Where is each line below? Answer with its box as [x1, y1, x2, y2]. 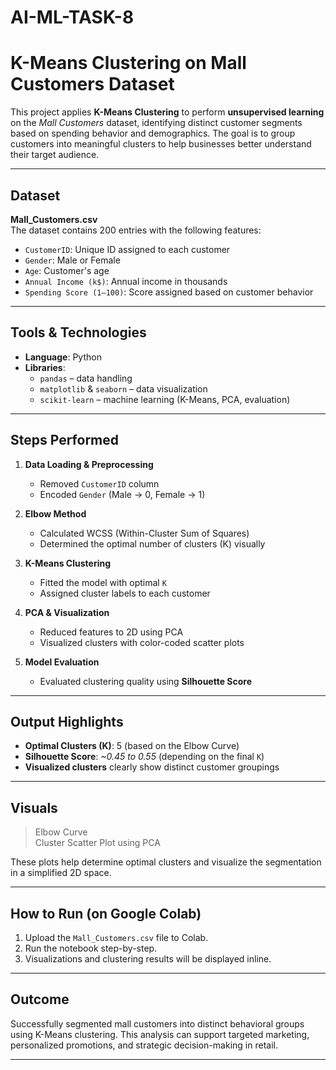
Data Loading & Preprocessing [24, 458, 154, 470]
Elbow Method [24, 507, 87, 520]
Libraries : [24, 361, 66, 373]
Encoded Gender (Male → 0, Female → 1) [39, 488, 206, 500]
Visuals [10, 799, 58, 816]
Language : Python [24, 351, 102, 363]
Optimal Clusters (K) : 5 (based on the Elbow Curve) [24, 740, 240, 752]
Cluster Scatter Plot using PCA [34, 837, 161, 849]
